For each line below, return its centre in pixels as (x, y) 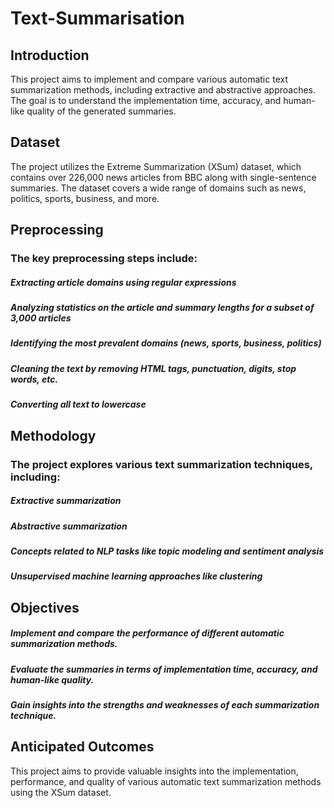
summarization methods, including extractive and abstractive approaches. (163, 90)
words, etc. (34, 379)
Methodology (53, 435)
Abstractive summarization (69, 526)
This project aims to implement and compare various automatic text (149, 79)
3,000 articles (41, 318)
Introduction (50, 55)
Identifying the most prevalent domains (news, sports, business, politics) (166, 343)
